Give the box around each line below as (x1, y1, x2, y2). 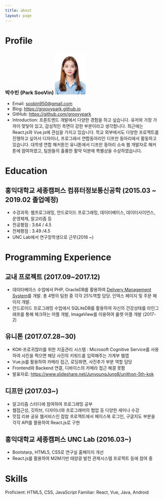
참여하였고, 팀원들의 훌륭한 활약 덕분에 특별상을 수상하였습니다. (21, 148, 142, 154)
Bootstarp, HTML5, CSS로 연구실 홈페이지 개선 (12, 449, 104, 455)
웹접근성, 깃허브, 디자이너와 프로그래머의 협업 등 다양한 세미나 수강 (12, 407, 139, 413)
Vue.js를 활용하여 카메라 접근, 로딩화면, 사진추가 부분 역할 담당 (12, 358, 133, 365)
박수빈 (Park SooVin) (5, 89, 54, 96)
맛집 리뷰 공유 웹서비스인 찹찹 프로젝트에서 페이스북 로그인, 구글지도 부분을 (12, 413, 156, 419)
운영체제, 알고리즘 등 (12, 215, 52, 222)
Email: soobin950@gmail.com (12, 100, 73, 106)
